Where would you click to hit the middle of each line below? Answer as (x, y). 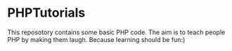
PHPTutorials (46, 13)
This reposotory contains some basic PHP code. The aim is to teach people (116, 32)
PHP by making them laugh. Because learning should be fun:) (96, 39)
